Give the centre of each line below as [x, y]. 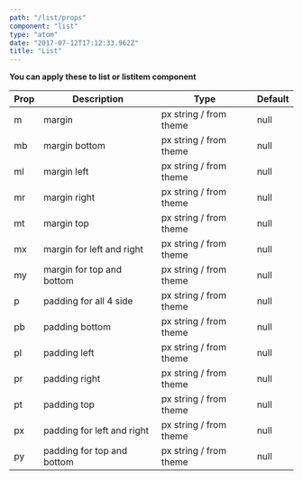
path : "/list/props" [48, 18]
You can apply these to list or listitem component [103, 77]
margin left [66, 172]
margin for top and [83, 269]
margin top [67, 223]
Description [98, 99]
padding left [69, 353]
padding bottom [77, 327]
